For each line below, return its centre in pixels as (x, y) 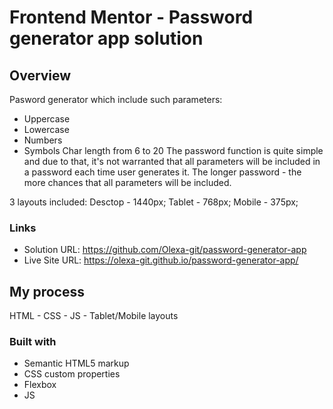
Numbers (43, 140)
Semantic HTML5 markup (76, 363)
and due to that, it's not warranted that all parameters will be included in (172, 161)
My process (47, 291)
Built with (33, 342)
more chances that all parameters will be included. (127, 182)
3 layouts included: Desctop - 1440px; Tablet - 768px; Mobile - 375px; (154, 202)
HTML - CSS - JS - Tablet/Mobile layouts (94, 316)
